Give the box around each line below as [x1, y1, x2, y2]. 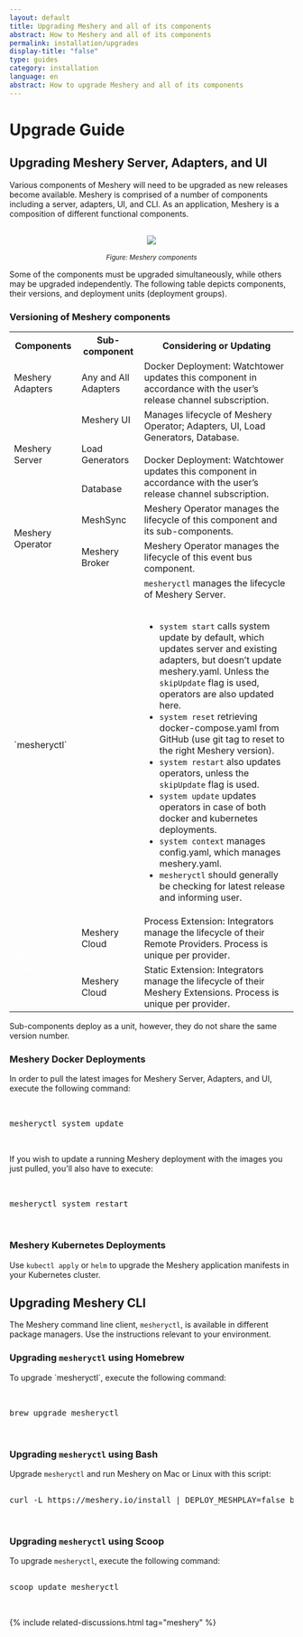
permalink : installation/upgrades [9, 38, 140, 48]
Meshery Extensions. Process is [143, 986, 280, 998]
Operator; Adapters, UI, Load [143, 420, 266, 432]
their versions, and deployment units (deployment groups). [9, 288, 227, 298]
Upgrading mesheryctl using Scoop [9, 1535, 165, 1547]
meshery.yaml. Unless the [159, 665, 270, 677]
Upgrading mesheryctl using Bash [9, 1448, 159, 1461]
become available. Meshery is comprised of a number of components [9, 189, 269, 200]
